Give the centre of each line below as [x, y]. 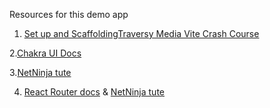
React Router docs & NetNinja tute [94, 92]
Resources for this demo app [69, 14]
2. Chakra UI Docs [45, 53]
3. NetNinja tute [40, 72]
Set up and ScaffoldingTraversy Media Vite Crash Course [141, 33]
